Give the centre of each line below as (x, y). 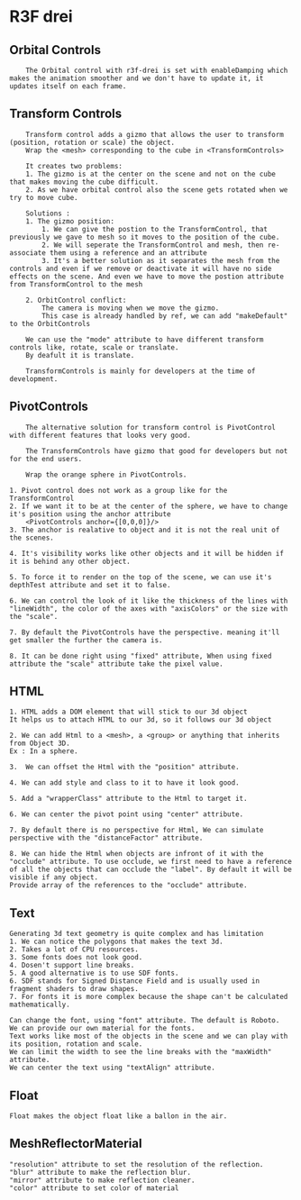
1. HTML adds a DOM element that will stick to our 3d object (128, 712)
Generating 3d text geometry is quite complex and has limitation (137, 934)
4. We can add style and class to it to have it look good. (125, 783)
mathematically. (40, 1005)
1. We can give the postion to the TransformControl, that (155, 229)
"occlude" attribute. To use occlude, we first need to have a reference (151, 862)
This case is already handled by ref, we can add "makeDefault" (165, 316)
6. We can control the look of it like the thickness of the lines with (149, 601)
